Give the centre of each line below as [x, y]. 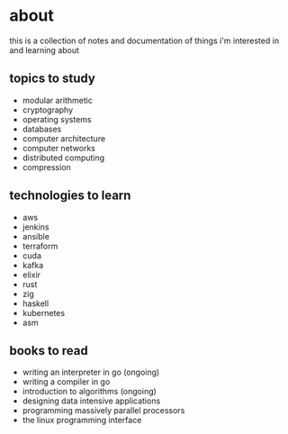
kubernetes [44, 312]
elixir [31, 275]
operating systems [57, 119]
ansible [36, 236]
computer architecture [64, 138]
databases [42, 129]
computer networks [59, 148]
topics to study [53, 79]
